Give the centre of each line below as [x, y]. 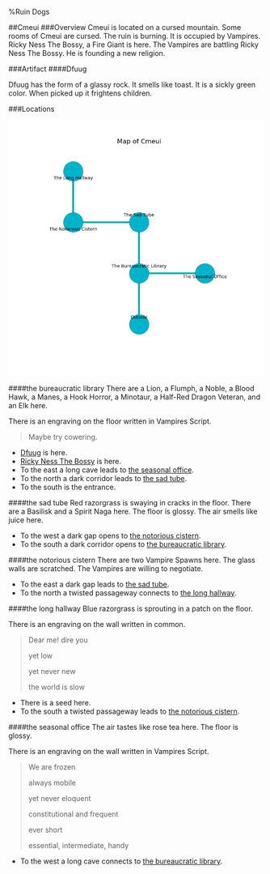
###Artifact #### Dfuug [48, 69]
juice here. [26, 520]
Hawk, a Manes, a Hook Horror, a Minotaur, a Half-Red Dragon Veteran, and [135, 397]
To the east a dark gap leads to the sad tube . [95, 584]
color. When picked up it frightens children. [80, 93]
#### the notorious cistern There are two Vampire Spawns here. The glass [132, 560]
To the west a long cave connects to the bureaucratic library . [121, 861]
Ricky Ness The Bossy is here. [71, 461]
